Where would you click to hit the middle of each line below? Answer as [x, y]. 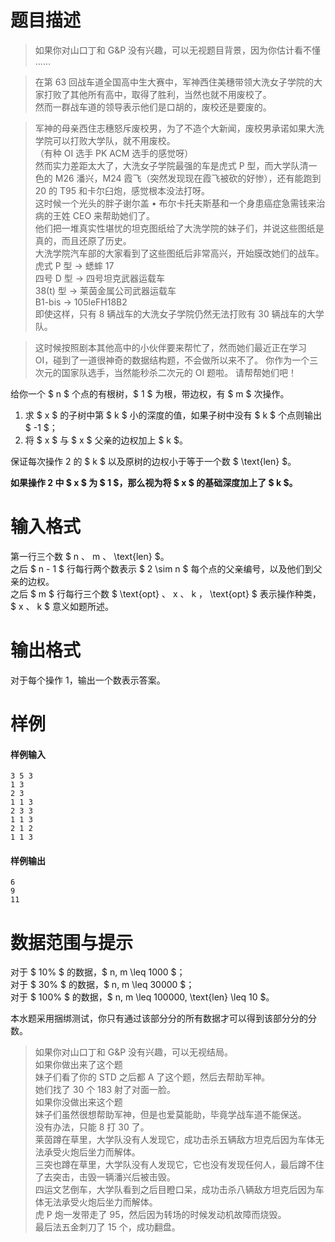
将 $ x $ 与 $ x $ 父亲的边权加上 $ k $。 [106, 440]
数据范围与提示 [72, 942]
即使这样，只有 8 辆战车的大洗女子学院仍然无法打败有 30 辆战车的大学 [179, 313]
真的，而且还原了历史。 [83, 240]
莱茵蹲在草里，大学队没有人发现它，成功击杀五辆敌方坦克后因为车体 [175, 1140]
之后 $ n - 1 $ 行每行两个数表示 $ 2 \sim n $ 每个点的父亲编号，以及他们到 [162, 568]
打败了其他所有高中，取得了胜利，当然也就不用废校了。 [157, 94]
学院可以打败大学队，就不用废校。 [105, 140]
